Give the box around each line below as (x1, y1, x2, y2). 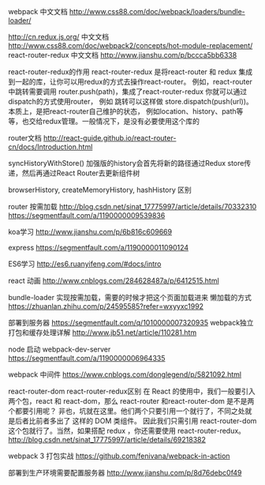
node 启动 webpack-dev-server (8, 344, 111, 354)
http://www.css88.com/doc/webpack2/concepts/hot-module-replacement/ (8, 41, 253, 50)
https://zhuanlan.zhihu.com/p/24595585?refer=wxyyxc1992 (8, 302, 203, 310)
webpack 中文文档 (8, 7, 69, 16)
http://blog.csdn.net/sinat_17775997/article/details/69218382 (8, 435, 207, 444)
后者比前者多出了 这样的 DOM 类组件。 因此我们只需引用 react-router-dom (14, 416, 257, 425)
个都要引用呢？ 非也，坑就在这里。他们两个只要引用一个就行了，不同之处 (8, 406, 245, 415)
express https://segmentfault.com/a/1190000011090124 (8, 243, 189, 252)
